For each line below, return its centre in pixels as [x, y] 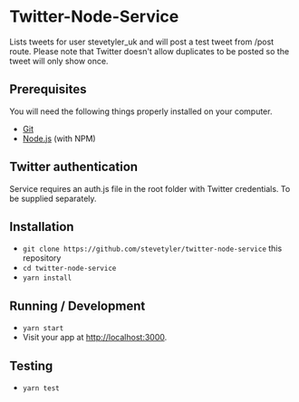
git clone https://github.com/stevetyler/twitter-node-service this [152, 249]
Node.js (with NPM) [59, 139]
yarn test [41, 388]
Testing [31, 365]
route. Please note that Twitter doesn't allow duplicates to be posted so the [149, 51]
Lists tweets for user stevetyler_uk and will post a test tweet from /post [142, 42]
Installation [42, 227]
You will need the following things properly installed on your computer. [141, 111]
